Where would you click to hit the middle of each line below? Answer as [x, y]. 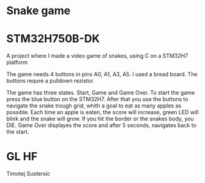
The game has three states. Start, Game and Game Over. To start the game [101, 93]
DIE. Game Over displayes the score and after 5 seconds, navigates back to [102, 125]
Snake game [39, 11]
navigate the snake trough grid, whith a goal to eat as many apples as [94, 106]
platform [17, 63]
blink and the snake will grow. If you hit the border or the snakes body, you [100, 119]
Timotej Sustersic [28, 174]
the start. [18, 132]
